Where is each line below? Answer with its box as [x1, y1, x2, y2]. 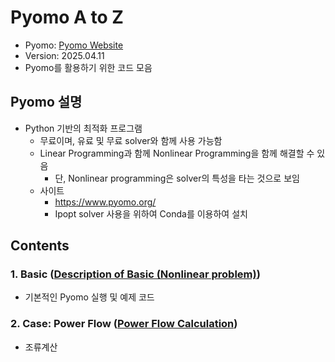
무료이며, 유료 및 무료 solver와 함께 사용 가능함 [39, 134, 223, 146]
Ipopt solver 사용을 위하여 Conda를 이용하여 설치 [54, 207, 248, 220]
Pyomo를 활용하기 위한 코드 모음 [24, 61, 153, 73]
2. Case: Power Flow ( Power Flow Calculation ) [10, 317, 238, 331]
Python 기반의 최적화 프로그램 [24, 122, 143, 134]
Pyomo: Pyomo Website [24, 39, 124, 51]
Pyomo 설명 [10, 94, 83, 111]
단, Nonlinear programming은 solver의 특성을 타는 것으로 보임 [54, 172, 300, 184]
